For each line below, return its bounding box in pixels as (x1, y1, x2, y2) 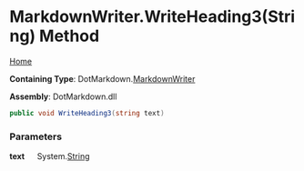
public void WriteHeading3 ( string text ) (9, 108, 166, 117)
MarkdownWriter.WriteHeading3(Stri (9, 6, 296, 27)
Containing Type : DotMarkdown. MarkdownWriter (9, 73, 196, 84)
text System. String (9, 151, 90, 162)
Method (39, 25, 100, 46)
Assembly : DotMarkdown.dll (9, 91, 117, 102)
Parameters (9, 130, 62, 143)
